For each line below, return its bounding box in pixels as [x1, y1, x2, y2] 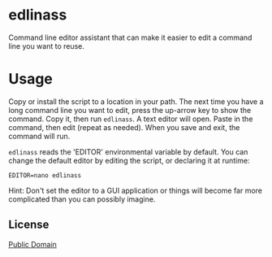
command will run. [8, 131, 71, 141]
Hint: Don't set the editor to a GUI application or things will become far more [8, 185, 262, 195]
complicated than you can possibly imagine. [8, 194, 156, 204]
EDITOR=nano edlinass [8, 171, 82, 180]
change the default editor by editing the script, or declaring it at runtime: [8, 155, 250, 165]
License [8, 218, 50, 232]
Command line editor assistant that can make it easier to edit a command [8, 33, 253, 42]
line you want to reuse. [8, 41, 85, 50]
